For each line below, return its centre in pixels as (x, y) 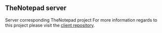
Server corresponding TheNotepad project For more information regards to (81, 20)
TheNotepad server (36, 8)
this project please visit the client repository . (50, 25)
